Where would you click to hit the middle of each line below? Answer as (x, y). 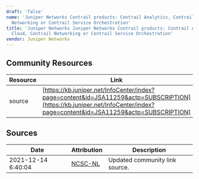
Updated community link (142, 159)
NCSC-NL (86, 164)
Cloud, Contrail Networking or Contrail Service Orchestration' (92, 34)
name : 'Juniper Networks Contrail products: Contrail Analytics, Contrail (100, 17)
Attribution (86, 150)
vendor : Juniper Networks (38, 39)
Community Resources (49, 63)
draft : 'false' (25, 12)
